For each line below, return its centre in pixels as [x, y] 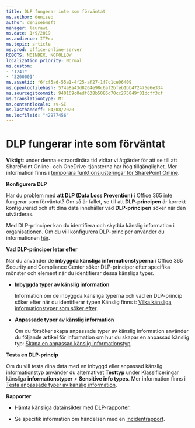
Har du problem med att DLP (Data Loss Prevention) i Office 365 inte [89, 196]
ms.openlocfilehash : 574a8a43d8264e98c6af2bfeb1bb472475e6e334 [85, 88]
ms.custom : [19, 66]
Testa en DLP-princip [32, 355]
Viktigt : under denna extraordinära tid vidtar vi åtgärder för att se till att [92, 160]
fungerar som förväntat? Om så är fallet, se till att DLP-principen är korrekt [96, 202]
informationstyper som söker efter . [56, 308]
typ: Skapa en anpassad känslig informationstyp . [73, 344]
